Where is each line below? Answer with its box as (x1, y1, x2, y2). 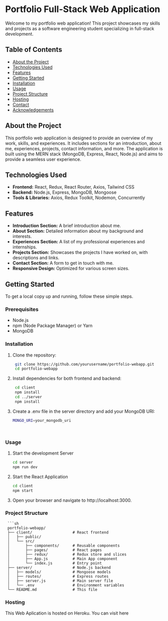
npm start (12, 488, 34, 493)
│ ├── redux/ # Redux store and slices (7, 552, 127, 557)
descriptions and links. (12, 255, 60, 261)
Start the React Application (12, 474, 68, 480)
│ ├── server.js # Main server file (7, 578, 113, 583)
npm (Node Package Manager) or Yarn (12, 323, 93, 329)
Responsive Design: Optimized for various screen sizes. (12, 265, 129, 272)
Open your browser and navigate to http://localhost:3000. (12, 497, 132, 503)
